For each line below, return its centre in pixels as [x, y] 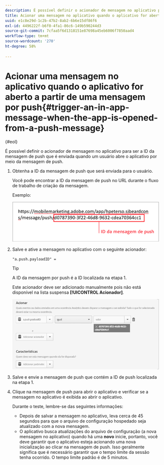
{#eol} [11, 142]
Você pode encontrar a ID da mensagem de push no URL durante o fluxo [85, 180]
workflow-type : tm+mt [27, 36]
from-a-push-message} [55, 128]
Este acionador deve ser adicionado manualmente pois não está [77, 287]
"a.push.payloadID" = [34, 259]
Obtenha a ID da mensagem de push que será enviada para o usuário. [82, 171]
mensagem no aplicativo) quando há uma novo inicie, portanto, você [88, 437]
